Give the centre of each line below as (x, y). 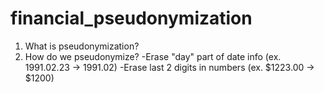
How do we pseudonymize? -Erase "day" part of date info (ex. (153, 56)
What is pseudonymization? (82, 46)
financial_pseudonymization (131, 18)
